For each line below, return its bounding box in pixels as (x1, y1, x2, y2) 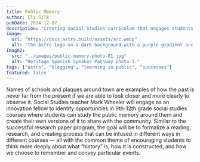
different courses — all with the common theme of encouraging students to (6, 136, 191, 144)
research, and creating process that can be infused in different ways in (6, 130, 180, 138)
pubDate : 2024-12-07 (6, 20, 58, 26)
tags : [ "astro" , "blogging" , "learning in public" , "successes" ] (6, 64, 173, 70)
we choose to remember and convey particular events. (6, 149, 141, 157)
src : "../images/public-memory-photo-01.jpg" (11, 53, 127, 59)
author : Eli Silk (6, 14, 50, 20)
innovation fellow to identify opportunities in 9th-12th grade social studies (6, 105, 187, 112)
